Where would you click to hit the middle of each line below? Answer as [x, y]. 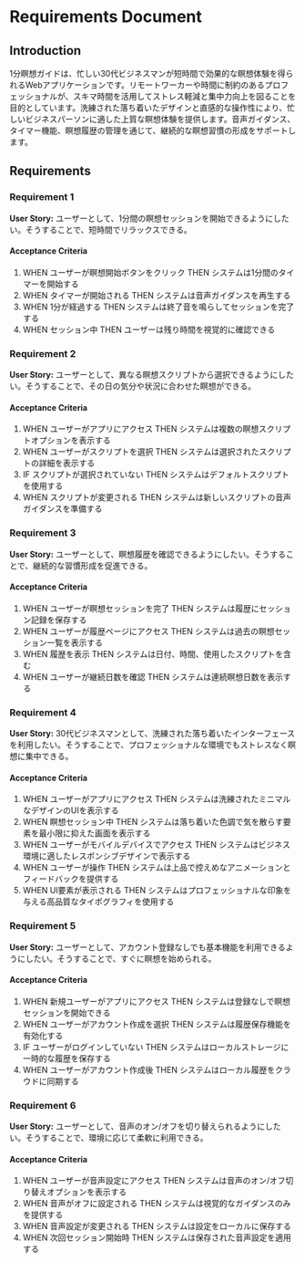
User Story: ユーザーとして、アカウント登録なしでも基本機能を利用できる [148, 947]
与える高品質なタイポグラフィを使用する [98, 902]
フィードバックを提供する [71, 879]
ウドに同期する [51, 1081]
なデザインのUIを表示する [71, 810]
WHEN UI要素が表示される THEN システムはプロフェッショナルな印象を [157, 891]
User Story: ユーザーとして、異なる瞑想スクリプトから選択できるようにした [152, 375]
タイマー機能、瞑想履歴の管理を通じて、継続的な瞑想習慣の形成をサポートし [153, 130]
